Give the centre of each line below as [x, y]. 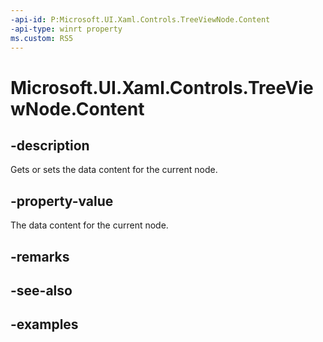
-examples [44, 324]
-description [50, 145]
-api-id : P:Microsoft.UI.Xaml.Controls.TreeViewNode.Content [140, 19]
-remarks [40, 256]
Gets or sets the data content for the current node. [114, 170]
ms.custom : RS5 [42, 38]
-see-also [41, 290]
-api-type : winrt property [66, 29]
